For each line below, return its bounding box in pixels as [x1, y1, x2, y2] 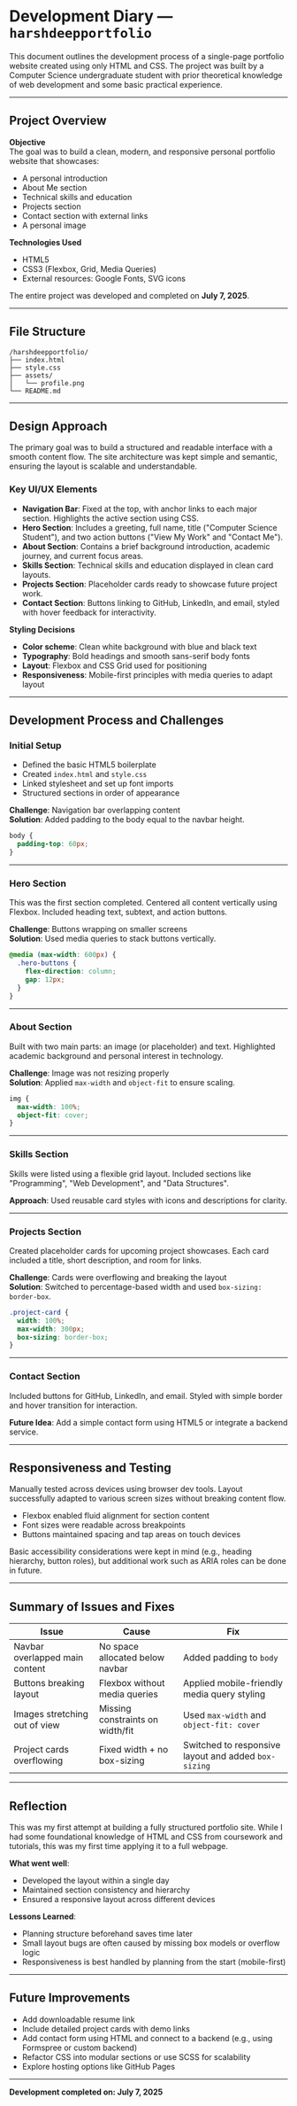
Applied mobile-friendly [182, 1677, 283, 1690]
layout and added [182, 1750, 255, 1762]
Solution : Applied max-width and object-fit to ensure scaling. [9, 1076, 236, 1087]
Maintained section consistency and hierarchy [21, 1885, 190, 1895]
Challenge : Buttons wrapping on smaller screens [9, 924, 188, 935]
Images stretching [13, 1708, 88, 1721]
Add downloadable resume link [21, 2014, 135, 2024]
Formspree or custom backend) [21, 2042, 138, 2053]
